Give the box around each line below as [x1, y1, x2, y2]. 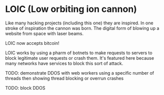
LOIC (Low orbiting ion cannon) [5, 3, 137, 15]
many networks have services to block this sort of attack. [5, 60, 123, 66]
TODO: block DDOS [5, 85, 45, 91]
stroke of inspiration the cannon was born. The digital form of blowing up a [5, 25, 159, 31]
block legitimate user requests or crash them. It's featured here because [5, 55, 154, 61]
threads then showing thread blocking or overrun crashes [5, 75, 124, 81]
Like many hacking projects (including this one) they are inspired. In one [5, 20, 153, 26]
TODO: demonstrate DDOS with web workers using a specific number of [5, 70, 154, 76]
